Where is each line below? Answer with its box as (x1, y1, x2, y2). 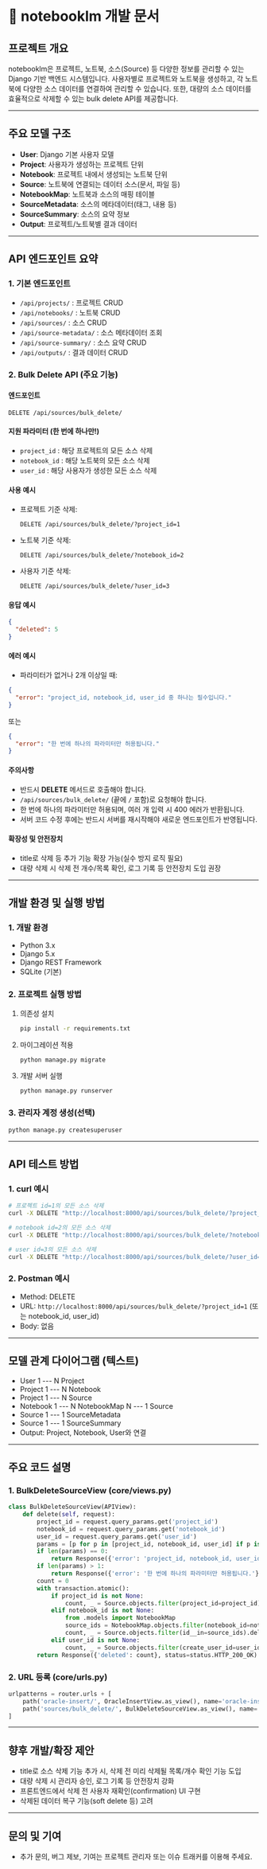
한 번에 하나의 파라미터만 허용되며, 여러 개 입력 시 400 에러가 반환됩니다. (19, 804, 245, 814)
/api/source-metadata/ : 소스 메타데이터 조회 (19, 327, 163, 337)
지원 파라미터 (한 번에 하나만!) (8, 427, 100, 436)
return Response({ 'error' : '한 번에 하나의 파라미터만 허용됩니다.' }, (50, 1570, 263, 1578)
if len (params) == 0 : (37, 1547, 109, 1555)
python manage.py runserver (19, 1087, 113, 1095)
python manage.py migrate (19, 1056, 106, 1064)
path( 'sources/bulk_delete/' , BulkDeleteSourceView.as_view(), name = (22, 1705, 258, 1713)
